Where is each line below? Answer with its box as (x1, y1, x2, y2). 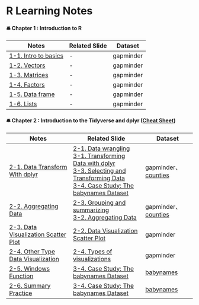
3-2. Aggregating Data (73, 213, 137, 221)
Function (9, 272, 34, 280)
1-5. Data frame (9, 90, 55, 99)
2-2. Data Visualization (73, 227, 138, 235)
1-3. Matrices (9, 71, 49, 80)
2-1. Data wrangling (73, 144, 130, 152)
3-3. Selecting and (73, 166, 126, 174)
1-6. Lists (9, 100, 37, 108)
